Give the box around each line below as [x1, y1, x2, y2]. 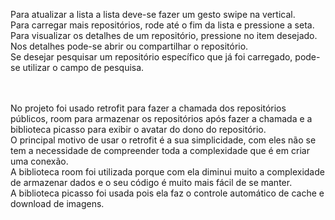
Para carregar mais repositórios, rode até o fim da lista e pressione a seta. [10, 19, 315, 31]
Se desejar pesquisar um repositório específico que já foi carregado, [10, 51, 293, 63]
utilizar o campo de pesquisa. [22, 62, 145, 73]
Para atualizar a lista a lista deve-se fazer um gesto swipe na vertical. [10, 9, 296, 20]
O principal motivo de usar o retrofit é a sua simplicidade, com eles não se [10, 134, 317, 146]
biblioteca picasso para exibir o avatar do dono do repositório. [10, 124, 267, 135]
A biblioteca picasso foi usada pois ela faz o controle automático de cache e [10, 187, 325, 199]
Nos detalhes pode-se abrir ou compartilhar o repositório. [10, 40, 249, 52]
